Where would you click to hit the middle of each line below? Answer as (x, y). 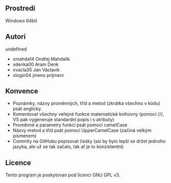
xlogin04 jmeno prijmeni (38, 75)
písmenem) (25, 136)
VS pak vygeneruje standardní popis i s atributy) (63, 120)
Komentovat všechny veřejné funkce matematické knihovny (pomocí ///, (88, 114)
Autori (16, 37)
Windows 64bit (21, 20)
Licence (18, 163)
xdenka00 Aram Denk (35, 64)
